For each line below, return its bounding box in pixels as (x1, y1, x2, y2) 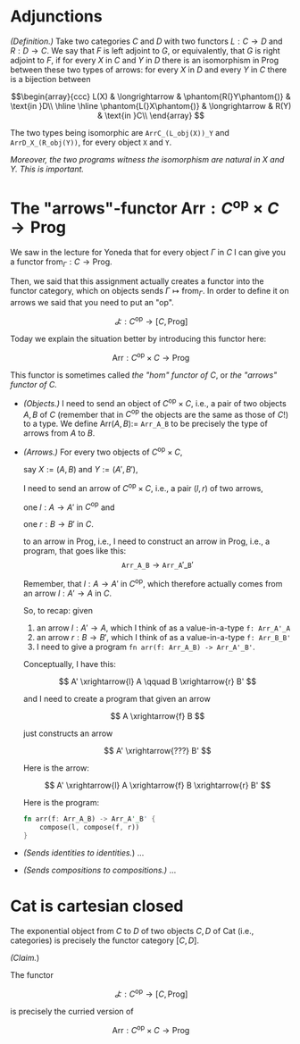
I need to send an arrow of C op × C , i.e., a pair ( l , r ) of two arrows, (22, 481, 264, 493)
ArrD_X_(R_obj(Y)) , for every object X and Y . (10, 137, 172, 147)
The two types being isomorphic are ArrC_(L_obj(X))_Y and (10, 127, 230, 138)
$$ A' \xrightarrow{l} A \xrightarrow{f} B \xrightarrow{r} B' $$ (44, 780, 271, 791)
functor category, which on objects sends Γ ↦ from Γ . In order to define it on (10, 286, 289, 298)
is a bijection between (10, 73, 91, 84)
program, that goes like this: (22, 546, 127, 556)
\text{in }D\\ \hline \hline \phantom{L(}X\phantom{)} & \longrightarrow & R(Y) (10, 100, 292, 111)
